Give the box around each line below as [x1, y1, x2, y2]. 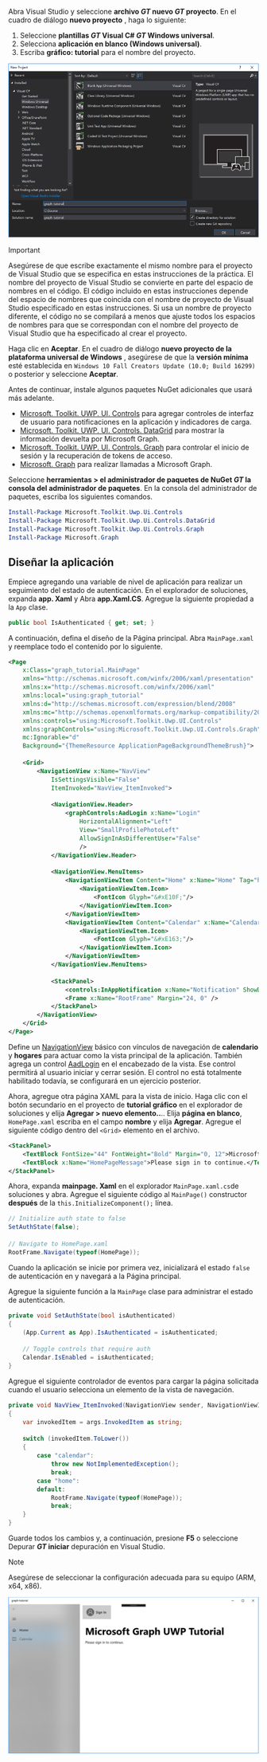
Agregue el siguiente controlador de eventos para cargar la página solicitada [8, 1376, 259, 1386]
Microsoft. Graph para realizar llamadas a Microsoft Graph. [19, 460, 213, 469]
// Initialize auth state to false [8, 1215, 126, 1222]
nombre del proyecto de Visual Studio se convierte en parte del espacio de [8, 278, 253, 288]
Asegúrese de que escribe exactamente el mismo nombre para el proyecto [8, 261, 253, 270]
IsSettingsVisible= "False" [50, 775, 141, 783]
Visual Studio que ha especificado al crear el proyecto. [8, 328, 188, 338]
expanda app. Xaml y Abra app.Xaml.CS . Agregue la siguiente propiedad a [8, 594, 254, 603]
